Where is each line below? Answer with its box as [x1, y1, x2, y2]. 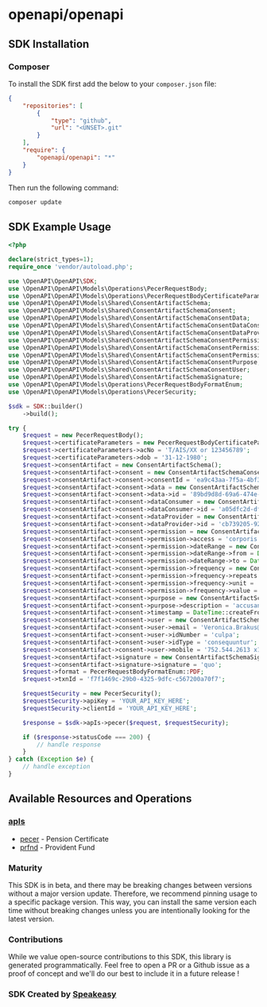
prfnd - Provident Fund [19, 842, 95, 852]
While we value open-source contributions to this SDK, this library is [8, 952, 232, 962]
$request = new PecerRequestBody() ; [22, 432, 145, 440]
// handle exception [22, 763, 91, 771]
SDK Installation [8, 37, 90, 51]
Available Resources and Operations [8, 792, 192, 806]
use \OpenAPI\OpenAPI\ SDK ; [8, 277, 98, 285]
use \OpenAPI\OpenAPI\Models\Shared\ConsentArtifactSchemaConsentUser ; [8, 366, 250, 374]
